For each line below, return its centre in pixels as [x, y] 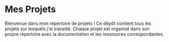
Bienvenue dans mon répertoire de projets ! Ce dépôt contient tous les [78, 23]
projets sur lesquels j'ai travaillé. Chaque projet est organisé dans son [77, 28]
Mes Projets [30, 9]
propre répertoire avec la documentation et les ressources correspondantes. [85, 34]
